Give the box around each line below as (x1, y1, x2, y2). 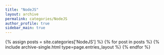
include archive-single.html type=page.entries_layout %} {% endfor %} (5, 44, 151, 50)
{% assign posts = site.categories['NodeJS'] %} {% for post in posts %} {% (5, 39, 160, 45)
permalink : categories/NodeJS (5, 16, 68, 21)
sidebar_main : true (5, 26, 46, 30)
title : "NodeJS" (5, 7, 39, 12)
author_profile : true (5, 21, 50, 26)
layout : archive (5, 12, 39, 17)
